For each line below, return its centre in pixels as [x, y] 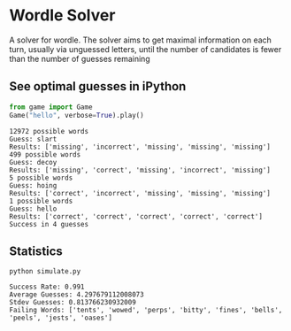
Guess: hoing [33, 185]
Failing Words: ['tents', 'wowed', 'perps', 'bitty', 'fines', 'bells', [146, 311]
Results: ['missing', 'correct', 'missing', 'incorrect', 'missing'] [140, 170]
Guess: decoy [33, 162]
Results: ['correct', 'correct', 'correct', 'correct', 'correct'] [136, 216]
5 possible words [41, 178]
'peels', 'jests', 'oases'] [61, 318]
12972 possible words [49, 131]
